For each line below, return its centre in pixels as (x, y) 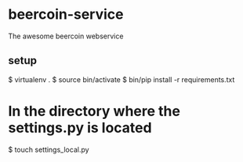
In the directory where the (94, 111)
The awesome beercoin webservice (66, 36)
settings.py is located (80, 128)
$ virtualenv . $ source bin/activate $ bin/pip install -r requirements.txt (121, 79)
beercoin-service (66, 14)
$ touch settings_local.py (49, 149)
